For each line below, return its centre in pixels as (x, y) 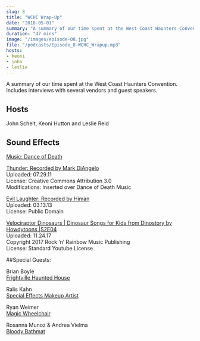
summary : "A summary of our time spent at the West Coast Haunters (92, 28)
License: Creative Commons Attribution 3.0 (59, 181)
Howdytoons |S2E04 (32, 229)
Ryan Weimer (23, 307)
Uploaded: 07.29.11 (29, 174)
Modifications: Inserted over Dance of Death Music (69, 187)
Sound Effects (33, 142)
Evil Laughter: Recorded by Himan (48, 199)
